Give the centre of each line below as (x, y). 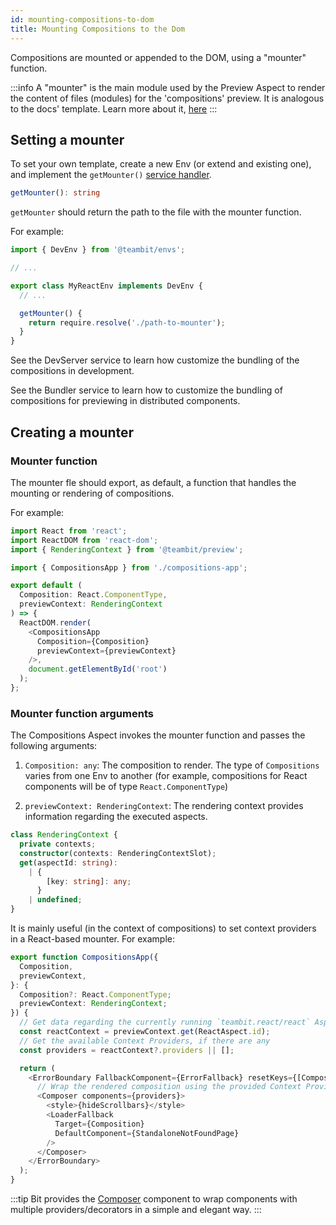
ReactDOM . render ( (55, 622)
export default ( (46, 586)
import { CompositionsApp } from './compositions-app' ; (129, 567)
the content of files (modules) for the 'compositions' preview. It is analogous (167, 98)
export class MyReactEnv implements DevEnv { (106, 286)
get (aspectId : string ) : (68, 862)
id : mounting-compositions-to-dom (82, 19)
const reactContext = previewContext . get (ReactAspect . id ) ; (145, 1032)
